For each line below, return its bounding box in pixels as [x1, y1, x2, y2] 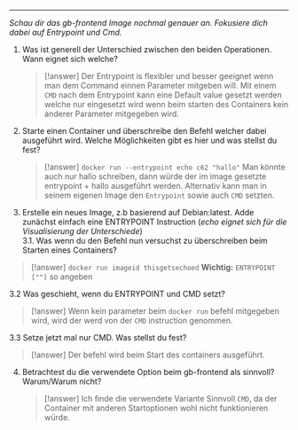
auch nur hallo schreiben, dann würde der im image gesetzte [43, 171, 267, 182]
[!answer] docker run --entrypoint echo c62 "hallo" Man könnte [43, 161, 286, 172]
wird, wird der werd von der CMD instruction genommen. [30, 316, 233, 325]
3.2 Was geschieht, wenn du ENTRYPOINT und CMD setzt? [9, 289, 226, 299]
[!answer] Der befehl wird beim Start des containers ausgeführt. [30, 349, 265, 360]
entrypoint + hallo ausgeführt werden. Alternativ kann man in [43, 181, 268, 191]
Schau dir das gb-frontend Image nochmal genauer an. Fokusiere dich [9, 18, 269, 27]
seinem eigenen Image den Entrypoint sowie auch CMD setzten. [43, 190, 275, 200]
